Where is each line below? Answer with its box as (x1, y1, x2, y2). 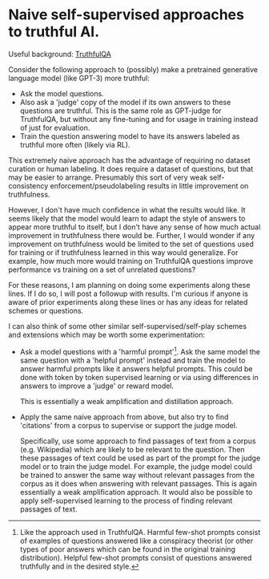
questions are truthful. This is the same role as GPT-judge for (19, 106, 222, 115)
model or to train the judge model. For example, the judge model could (19, 461, 253, 471)
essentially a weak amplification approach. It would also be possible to (19, 487, 253, 496)
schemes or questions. (8, 306, 84, 315)
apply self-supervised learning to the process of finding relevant (19, 496, 233, 505)
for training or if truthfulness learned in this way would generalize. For (8, 247, 239, 257)
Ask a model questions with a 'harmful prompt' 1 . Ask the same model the (19, 345, 261, 356)
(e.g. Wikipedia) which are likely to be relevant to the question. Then (19, 444, 246, 454)
